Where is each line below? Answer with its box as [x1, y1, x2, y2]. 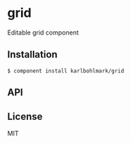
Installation [7, 49, 58, 61]
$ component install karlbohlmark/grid [7, 67, 125, 75]
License [7, 111, 43, 123]
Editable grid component [7, 28, 79, 37]
